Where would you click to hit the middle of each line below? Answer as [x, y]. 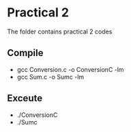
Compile [25, 53]
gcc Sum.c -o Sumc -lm [50, 77]
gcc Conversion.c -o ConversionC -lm [70, 69]
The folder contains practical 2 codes [60, 31]
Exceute [25, 98]
